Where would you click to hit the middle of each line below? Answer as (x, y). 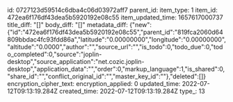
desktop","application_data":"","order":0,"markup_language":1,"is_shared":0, (116, 69)
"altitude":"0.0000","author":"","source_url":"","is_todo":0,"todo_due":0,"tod (115, 47)
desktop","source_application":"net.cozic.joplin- (76, 61)
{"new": (140, 25)
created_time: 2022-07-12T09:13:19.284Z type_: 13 (132, 91)
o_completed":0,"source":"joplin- (55, 54)
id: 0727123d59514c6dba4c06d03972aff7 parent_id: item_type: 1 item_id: (112, 10)
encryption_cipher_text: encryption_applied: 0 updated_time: (94, 84)
